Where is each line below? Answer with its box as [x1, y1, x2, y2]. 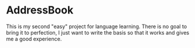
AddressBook [6, 4, 74, 17]
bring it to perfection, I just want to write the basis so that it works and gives [6, 29, 189, 36]
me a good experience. [6, 35, 62, 42]
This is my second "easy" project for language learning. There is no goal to [6, 23, 187, 30]
